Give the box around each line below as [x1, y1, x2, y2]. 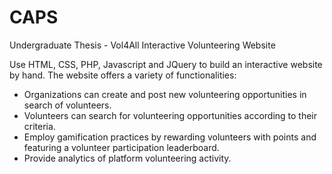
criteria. [23, 120, 56, 132]
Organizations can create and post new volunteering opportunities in [23, 88, 307, 100]
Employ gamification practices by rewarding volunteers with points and [23, 131, 317, 143]
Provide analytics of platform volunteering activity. [23, 152, 232, 164]
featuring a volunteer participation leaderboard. [23, 141, 220, 153]
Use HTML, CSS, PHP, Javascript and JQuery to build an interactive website [9, 58, 323, 70]
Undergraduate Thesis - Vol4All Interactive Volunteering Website [9, 39, 276, 51]
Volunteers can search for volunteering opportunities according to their [23, 109, 318, 121]
